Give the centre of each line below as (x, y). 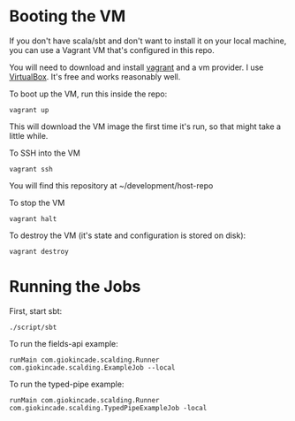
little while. (29, 135)
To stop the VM (37, 203)
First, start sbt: (36, 310)
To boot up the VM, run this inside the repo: (88, 94)
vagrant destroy (39, 251)
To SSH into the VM (45, 153)
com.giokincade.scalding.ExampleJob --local (92, 367)
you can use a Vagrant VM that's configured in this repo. (112, 50)
